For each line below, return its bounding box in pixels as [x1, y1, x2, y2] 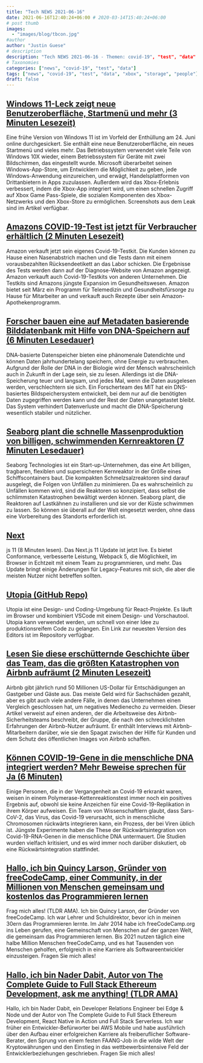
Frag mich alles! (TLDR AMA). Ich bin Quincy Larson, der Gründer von [6, 908, 179, 915]
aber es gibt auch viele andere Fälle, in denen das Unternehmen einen [6, 697, 181, 704]
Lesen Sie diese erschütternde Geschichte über [6, 649, 190, 659]
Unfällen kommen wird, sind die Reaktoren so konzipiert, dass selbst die [6, 487, 186, 495]
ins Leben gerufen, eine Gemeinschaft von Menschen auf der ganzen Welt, [6, 926, 193, 934]
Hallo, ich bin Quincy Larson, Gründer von [6, 863, 167, 874]
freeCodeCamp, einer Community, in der [6, 873, 163, 883]
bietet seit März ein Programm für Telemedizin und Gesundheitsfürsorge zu [6, 285, 195, 293]
